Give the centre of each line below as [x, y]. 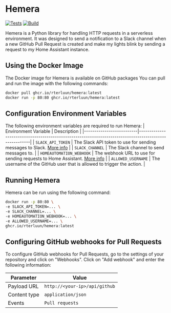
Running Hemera [33, 180]
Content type [24, 295]
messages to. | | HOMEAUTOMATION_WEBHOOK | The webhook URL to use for [80, 153]
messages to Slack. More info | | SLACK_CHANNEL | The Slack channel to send [85, 148]
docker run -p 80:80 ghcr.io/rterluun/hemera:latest [63, 97]
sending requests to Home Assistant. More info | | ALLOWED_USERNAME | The [83, 159]
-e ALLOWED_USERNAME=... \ [34, 221]
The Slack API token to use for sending [115, 142]
